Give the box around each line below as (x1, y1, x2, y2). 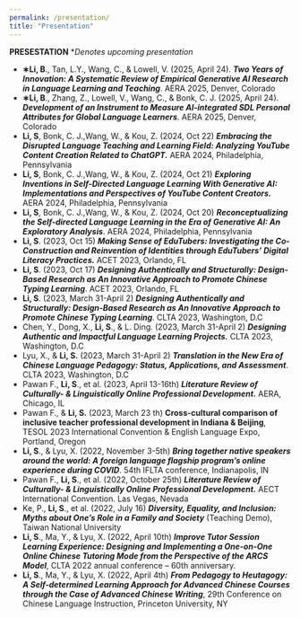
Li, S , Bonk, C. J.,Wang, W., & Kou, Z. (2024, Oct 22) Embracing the (21, 130, 273, 141)
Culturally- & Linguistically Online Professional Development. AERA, (21, 388, 282, 399)
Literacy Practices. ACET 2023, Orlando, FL (21, 254, 186, 265)
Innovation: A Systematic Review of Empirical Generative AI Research (21, 73, 288, 84)
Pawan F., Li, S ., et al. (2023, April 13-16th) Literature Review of (21, 378, 258, 389)
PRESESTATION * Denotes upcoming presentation (9, 46, 194, 57)
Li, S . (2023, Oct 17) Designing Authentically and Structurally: (21, 264, 257, 275)
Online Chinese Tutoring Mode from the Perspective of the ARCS (21, 550, 269, 561)
